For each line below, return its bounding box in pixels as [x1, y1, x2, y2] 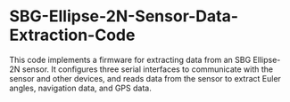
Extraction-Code [9, 25, 136, 45]
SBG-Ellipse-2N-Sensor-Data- [9, 6, 239, 27]
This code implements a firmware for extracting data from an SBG [9, 54, 252, 65]
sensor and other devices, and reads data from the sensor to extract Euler [9, 73, 281, 83]
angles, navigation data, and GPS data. [9, 82, 152, 93]
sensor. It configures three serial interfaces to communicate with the [21, 64, 274, 75]
